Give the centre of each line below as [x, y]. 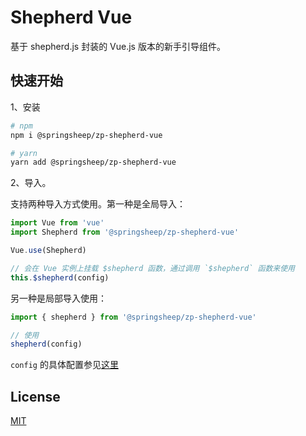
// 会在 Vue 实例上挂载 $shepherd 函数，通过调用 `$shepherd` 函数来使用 [153, 268]
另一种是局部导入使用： [58, 298]
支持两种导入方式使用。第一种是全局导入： [98, 204]
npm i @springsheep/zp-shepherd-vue [86, 135]
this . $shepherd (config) [60, 277]
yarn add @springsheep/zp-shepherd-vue [93, 162]
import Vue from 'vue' [57, 223]
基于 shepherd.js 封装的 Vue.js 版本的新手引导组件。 [118, 46]
